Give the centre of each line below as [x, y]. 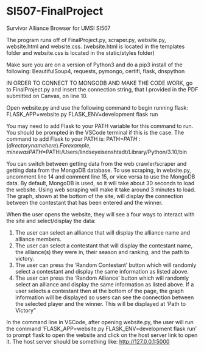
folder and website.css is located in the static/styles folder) [81, 52]
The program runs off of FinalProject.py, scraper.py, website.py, [86, 40]
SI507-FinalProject [55, 11]
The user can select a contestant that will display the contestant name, [104, 246]
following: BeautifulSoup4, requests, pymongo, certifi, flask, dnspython [96, 71]
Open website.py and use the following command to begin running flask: [97, 107]
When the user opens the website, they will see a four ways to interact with [100, 214]
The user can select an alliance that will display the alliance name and [103, 232]
